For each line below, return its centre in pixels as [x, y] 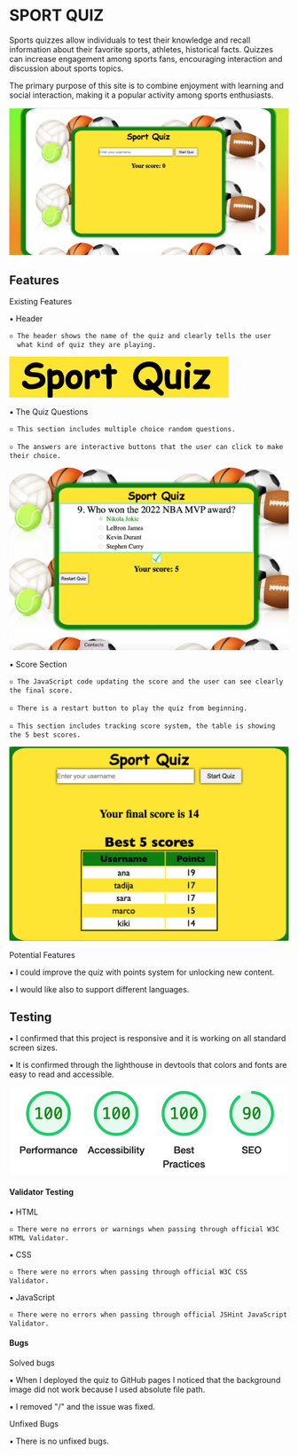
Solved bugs [32, 1363]
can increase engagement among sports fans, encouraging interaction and [146, 59]
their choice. [35, 456]
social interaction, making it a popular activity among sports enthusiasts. [141, 95]
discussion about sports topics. [67, 68]
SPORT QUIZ [57, 16]
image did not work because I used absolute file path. [107, 1389]
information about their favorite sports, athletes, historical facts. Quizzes [141, 49]
